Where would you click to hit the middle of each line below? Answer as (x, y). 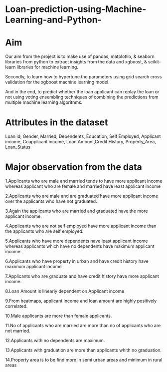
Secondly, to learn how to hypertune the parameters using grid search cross (83, 77)
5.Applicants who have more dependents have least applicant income (77, 241)
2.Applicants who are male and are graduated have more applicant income (82, 196)
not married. (18, 331)
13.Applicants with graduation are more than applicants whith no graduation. (83, 350)
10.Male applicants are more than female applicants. (59, 316)
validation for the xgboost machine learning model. (57, 82)
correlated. (16, 306)
